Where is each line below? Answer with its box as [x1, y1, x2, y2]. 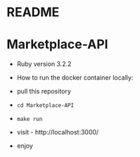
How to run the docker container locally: [16, 73, 134, 82]
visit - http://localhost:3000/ [16, 128, 99, 137]
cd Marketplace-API [16, 102, 75, 109]
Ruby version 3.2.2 [16, 60, 72, 68]
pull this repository [16, 87, 72, 96]
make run [16, 115, 43, 123]
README [6, 4, 60, 20]
